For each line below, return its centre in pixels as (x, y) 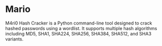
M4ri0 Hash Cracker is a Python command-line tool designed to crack (79, 23)
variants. (15, 39)
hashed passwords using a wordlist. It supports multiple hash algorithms (81, 28)
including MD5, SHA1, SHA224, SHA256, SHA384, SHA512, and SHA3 (78, 33)
